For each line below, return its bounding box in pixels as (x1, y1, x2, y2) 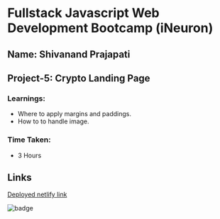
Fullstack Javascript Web (7, 5, 160, 21)
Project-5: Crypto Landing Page (7, 72, 150, 84)
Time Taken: (7, 135, 51, 145)
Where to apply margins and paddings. (17, 110, 131, 118)
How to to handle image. (17, 117, 90, 125)
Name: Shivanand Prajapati (7, 48, 131, 60)
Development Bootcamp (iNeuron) (7, 20, 214, 36)
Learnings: (7, 94, 46, 103)
